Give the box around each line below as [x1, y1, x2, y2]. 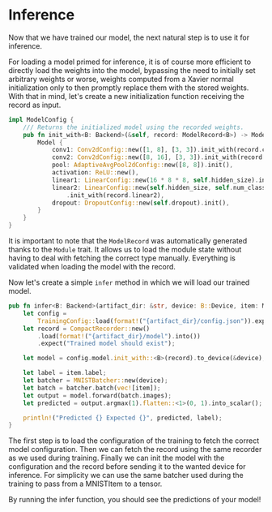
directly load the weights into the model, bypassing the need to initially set [8, 65, 257, 75]
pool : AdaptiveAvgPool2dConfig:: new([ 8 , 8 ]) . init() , [51, 161, 233, 170]
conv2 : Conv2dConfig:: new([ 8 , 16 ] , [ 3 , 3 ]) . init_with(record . [51, 153, 266, 161]
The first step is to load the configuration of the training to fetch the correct [8, 436, 260, 445]
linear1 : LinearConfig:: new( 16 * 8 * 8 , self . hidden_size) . [51, 176, 259, 184]
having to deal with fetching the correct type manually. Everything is [8, 253, 236, 263]
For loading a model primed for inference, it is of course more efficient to [8, 57, 252, 67]
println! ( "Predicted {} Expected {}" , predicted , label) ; [23, 414, 223, 422]
